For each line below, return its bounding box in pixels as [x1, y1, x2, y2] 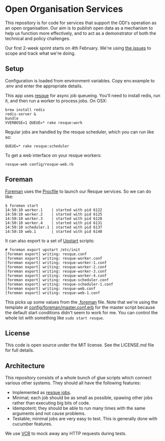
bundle [5, 116, 19, 121]
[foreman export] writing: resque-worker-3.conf [5, 269, 107, 274]
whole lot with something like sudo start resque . [5, 315, 104, 321]
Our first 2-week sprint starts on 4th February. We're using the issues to [5, 45, 151, 51]
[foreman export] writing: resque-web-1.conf [5, 290, 100, 295]
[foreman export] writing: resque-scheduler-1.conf [5, 282, 113, 287]
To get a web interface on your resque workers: [5, 152, 102, 158]
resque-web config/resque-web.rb [5, 162, 74, 167]
